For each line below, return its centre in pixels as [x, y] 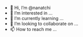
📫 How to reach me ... [33, 29]
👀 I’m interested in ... [31, 13]
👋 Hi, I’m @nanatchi [30, 8]
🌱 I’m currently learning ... [37, 18]
